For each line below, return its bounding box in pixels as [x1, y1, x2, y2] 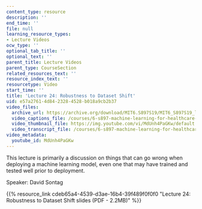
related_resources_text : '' [6, 70, 77, 76]
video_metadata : [6, 132, 47, 139]
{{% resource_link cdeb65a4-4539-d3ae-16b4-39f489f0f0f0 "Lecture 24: [6, 190, 191, 198]
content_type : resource [6, 8, 66, 15]
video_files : [6, 104, 39, 110]
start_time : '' [6, 87, 44, 93]
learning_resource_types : [6, 31, 71, 37]
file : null [6, 25, 34, 32]
